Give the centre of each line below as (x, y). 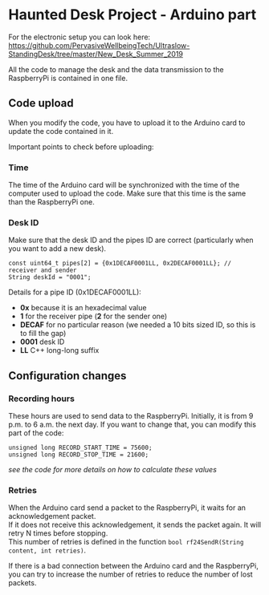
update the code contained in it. (61, 131)
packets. (22, 583)
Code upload (41, 103)
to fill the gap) (43, 334)
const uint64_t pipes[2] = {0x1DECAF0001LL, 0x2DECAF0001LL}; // (120, 263)
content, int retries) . (47, 550)
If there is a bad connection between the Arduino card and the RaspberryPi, (133, 566)
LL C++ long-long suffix (59, 350)
